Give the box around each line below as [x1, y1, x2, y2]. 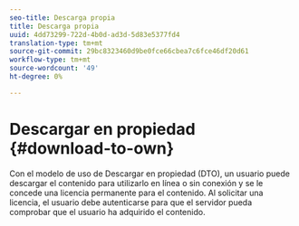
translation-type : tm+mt [9, 38, 103, 48]
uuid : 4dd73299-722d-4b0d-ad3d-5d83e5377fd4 [9, 30, 180, 39]
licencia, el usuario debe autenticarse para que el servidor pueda [9, 196, 253, 208]
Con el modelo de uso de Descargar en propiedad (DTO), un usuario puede [9, 168, 290, 179]
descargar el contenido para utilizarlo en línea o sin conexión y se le [9, 177, 264, 188]
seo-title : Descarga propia [9, 13, 116, 23]
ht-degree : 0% [9, 72, 63, 81]
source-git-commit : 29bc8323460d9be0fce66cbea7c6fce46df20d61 [9, 47, 249, 56]
